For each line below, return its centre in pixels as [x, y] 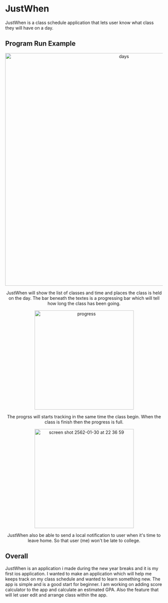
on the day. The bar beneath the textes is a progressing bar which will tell [84, 298]
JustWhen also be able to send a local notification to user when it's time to [84, 535]
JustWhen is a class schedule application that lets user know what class [79, 23]
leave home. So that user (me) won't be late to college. [84, 540]
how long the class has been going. [84, 303]
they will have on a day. [29, 28]
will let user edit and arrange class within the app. [56, 595]
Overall [17, 556]
